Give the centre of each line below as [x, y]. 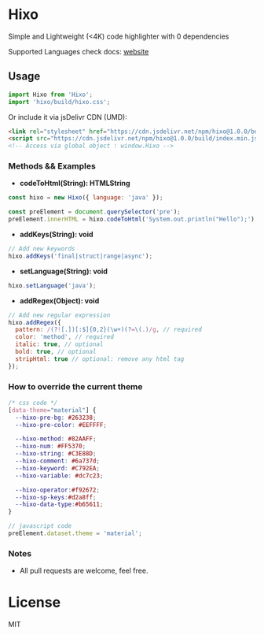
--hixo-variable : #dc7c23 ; [59, 475]
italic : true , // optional [59, 344]
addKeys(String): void [56, 235]
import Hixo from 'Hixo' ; [50, 95]
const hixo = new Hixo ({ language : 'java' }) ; [86, 198]
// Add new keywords [42, 249]
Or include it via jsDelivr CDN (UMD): [68, 117]
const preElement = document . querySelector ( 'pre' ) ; [94, 212]
